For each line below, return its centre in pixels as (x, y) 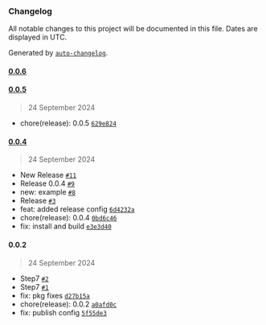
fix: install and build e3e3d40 (66, 226)
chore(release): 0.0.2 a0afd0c (68, 304)
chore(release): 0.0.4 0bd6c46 (68, 218)
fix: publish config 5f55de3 (63, 312)
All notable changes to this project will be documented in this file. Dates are (133, 29)
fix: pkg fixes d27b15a (55, 295)
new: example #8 (48, 192)
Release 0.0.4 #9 (47, 183)
